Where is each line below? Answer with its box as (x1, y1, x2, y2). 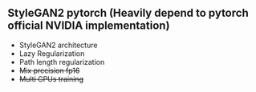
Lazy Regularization (18, 48, 85, 58)
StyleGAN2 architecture (18, 40, 98, 50)
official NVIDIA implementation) (7, 19, 170, 33)
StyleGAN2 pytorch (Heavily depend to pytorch (7, 6, 250, 20)
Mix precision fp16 (18, 66, 80, 75)
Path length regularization (18, 57, 105, 66)
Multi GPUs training (18, 74, 83, 83)
